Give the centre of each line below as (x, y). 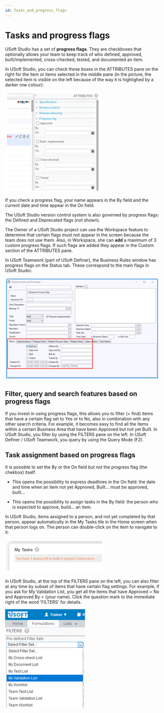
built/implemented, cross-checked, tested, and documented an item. (74, 60)
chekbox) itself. (21, 472)
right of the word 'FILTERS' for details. (43, 602)
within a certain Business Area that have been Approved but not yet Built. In (81, 429)
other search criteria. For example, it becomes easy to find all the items (77, 424)
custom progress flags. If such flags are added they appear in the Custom (80, 245)
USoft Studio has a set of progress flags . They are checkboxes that (73, 49)
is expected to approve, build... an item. (52, 507)
